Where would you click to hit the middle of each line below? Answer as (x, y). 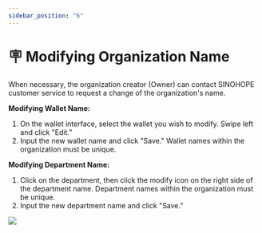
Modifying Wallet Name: (49, 108)
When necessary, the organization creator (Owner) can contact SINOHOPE (131, 84)
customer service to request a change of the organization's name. (117, 93)
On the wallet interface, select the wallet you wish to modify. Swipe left (137, 124)
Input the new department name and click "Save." (101, 205)
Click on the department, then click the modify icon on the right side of (136, 180)
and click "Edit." (46, 132)
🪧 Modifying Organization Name (119, 56)
